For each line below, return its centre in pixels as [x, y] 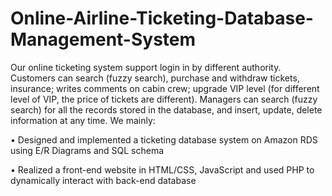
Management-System [103, 39]
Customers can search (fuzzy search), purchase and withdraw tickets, [155, 78]
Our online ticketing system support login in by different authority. [146, 67]
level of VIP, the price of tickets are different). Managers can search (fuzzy [164, 99]
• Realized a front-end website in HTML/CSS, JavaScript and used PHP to [162, 169]
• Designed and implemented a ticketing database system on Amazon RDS [164, 139]
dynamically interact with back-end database [103, 180]
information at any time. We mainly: [83, 120]
